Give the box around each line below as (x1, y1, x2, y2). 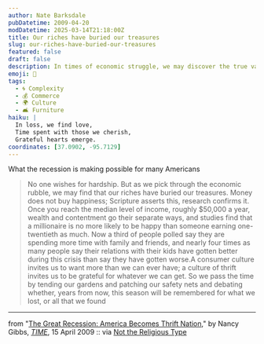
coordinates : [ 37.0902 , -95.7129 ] (8, 143, 122, 151)
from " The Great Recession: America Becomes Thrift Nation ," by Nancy (8, 319, 240, 328)
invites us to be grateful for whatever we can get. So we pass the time (27, 272, 254, 281)
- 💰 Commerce (15, 92, 60, 100)
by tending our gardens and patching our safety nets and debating (27, 280, 244, 289)
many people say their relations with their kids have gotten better (27, 247, 238, 256)
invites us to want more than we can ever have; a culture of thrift (27, 263, 236, 273)
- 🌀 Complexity (15, 84, 64, 93)
